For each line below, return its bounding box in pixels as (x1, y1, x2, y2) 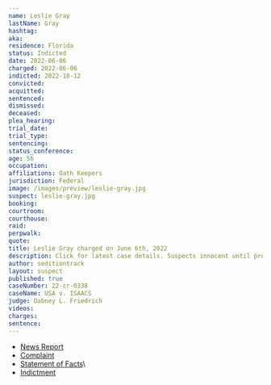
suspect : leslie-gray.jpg (8, 191, 95, 200)
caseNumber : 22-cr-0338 (8, 282, 89, 291)
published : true (8, 274, 63, 282)
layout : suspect (8, 267, 63, 275)
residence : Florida (8, 42, 74, 50)
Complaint (19, 350, 55, 360)
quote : (8, 237, 31, 245)
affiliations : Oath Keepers (8, 169, 103, 178)
